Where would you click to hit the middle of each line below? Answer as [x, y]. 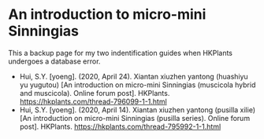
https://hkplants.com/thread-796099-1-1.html [93, 101]
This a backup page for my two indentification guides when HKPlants [120, 53]
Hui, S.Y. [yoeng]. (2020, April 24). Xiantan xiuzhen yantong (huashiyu [134, 76]
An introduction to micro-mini [107, 15]
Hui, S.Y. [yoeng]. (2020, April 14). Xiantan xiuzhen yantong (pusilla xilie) [138, 110]
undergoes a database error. [54, 61]
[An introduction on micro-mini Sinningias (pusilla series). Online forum [135, 118]
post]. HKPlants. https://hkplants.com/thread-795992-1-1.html [120, 126]
